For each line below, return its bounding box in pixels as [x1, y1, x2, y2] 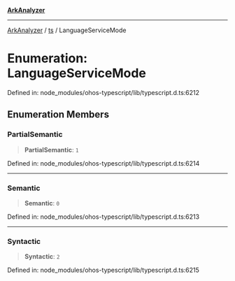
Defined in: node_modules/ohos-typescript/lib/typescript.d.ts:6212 [7, 88, 200, 96]
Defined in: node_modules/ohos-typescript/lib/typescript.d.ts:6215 [7, 266, 199, 275]
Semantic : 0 [24, 199, 60, 207]
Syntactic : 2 [24, 252, 60, 261]
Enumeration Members [7, 108, 110, 121]
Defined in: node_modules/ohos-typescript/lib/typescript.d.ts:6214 [7, 159, 200, 167]
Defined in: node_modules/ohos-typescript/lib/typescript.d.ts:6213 [7, 212, 200, 221]
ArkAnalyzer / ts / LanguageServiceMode [7, 26, 127, 34]
